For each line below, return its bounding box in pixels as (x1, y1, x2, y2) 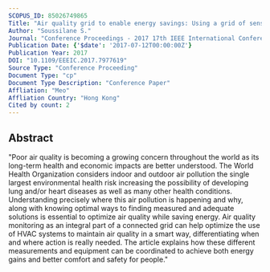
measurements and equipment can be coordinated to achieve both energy (8, 246, 255, 255)
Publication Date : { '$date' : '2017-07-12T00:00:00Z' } (8, 42, 193, 50)
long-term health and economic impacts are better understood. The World (8, 160, 254, 170)
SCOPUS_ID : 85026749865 (8, 11, 88, 20)
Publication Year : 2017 (8, 49, 88, 57)
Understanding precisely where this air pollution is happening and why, (8, 194, 243, 205)
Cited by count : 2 (8, 101, 70, 109)
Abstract (8, 131, 54, 144)
